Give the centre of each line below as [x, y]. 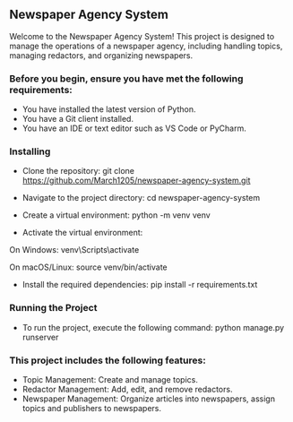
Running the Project [53, 308]
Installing [30, 151]
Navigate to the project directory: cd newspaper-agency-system [141, 198]
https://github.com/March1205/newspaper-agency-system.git [136, 181]
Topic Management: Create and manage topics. [110, 379]
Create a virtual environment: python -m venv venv [116, 215]
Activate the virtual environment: [82, 233]
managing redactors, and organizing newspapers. [101, 55]
